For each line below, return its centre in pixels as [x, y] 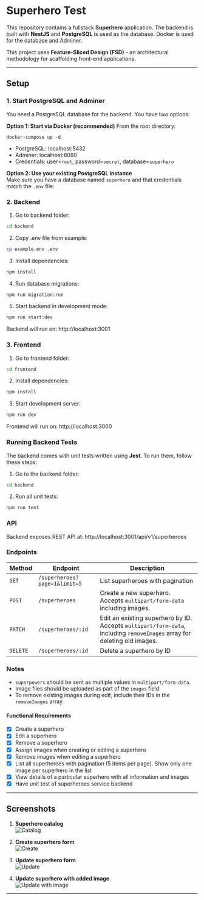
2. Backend [23, 202]
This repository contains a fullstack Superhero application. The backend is [100, 27]
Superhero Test [46, 11]
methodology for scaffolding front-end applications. [71, 58]
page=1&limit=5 [60, 583]
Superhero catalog [39, 823]
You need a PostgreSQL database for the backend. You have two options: [98, 114]
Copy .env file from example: [51, 237]
